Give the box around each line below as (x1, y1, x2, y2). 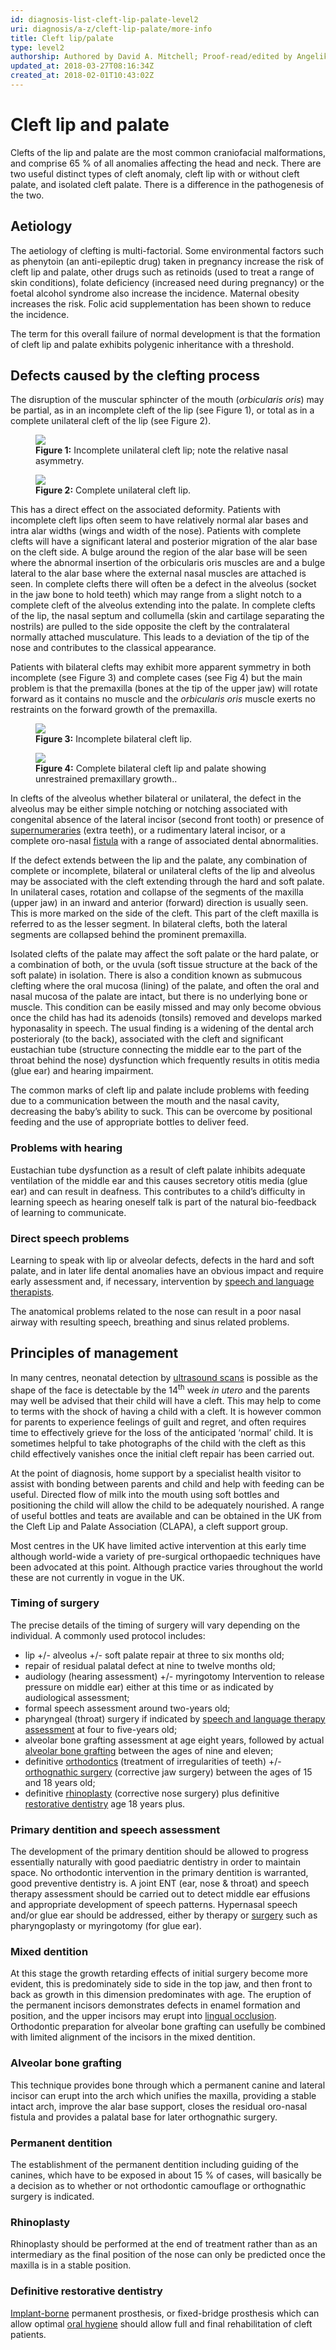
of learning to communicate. (10, 1206, 127, 1218)
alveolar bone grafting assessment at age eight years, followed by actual (24, 1734, 325, 1746)
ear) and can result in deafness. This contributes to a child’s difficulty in (10, 1185, 306, 1197)
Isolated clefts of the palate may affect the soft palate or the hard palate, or (10, 948, 320, 960)
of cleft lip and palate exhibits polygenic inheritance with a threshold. (10, 338, 295, 350)
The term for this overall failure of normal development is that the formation (10, 327, 321, 340)
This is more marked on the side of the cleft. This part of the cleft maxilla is (10, 907, 319, 920)
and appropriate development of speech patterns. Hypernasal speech (10, 1899, 298, 1911)
